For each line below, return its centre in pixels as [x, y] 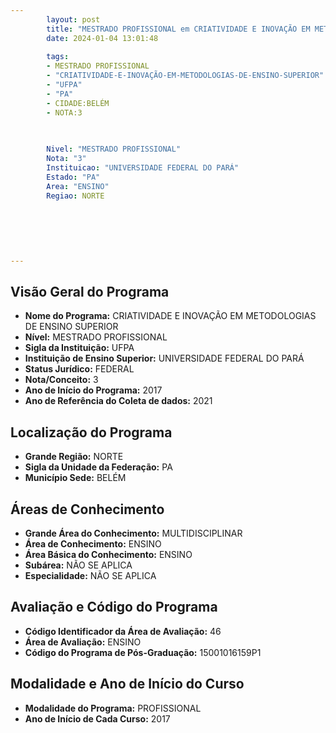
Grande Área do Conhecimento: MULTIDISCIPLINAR [133, 533]
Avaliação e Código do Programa [114, 607]
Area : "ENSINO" [78, 186]
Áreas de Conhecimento [87, 509]
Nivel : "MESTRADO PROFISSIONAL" [114, 149]
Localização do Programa [91, 432]
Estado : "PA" [73, 177]
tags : [58, 57]
